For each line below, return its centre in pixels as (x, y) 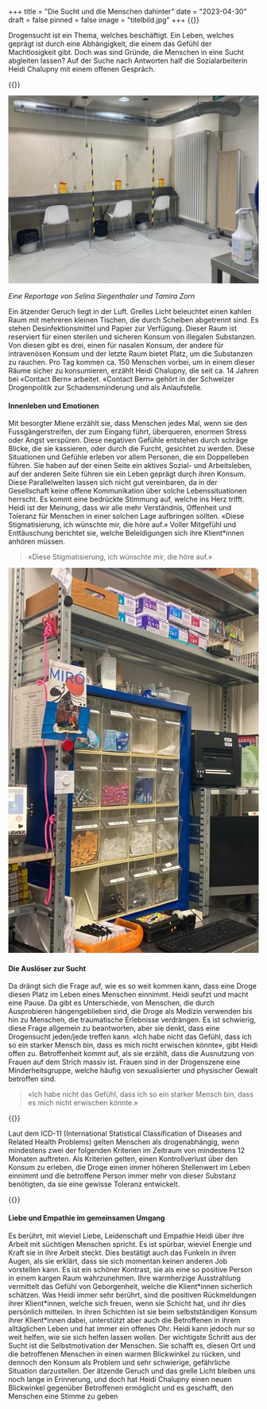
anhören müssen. (37, 542)
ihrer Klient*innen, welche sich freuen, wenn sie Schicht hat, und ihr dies (127, 1303)
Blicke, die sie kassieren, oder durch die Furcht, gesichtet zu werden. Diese (132, 449)
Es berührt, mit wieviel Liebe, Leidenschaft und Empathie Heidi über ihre (126, 1236)
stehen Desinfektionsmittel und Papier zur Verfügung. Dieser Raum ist (122, 328)
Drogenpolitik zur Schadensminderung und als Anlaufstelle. (105, 387)
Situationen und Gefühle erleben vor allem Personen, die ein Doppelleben (128, 457)
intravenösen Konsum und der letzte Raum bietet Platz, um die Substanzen (130, 354)
